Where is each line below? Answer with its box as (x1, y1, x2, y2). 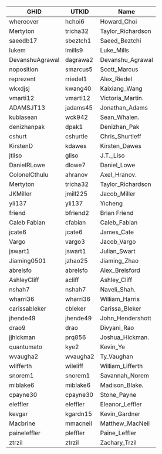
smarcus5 (65, 65, 93, 73)
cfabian (65, 218, 86, 226)
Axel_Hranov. (100, 171, 137, 178)
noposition (9, 65, 38, 73)
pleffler (65, 429, 85, 437)
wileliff (65, 362, 84, 370)
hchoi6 (65, 18, 85, 25)
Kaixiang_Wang (100, 85, 143, 92)
